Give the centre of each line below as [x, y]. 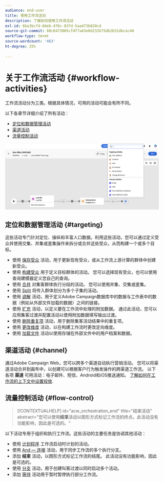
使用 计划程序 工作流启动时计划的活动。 [52, 444]
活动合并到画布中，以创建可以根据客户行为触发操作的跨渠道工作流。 [78, 369]
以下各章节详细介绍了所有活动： [37, 113]
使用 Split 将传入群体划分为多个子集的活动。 [56, 290]
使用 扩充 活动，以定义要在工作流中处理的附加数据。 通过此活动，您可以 [84, 309]
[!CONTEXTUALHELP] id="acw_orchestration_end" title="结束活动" [84, 411]
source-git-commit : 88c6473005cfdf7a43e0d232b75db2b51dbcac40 [70, 31]
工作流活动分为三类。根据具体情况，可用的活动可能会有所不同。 [69, 103]
